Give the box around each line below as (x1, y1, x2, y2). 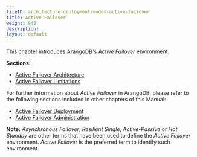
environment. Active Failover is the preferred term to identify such (6, 138, 170, 146)
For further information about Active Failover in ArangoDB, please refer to (6, 89, 189, 97)
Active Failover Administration (15, 114, 90, 121)
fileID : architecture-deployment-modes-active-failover (6, 8, 150, 15)
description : (6, 25, 39, 32)
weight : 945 (6, 20, 36, 26)
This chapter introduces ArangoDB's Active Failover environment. (6, 48, 170, 55)
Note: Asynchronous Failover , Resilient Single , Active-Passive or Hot (6, 126, 178, 133)
